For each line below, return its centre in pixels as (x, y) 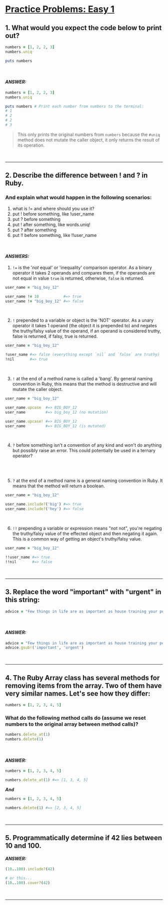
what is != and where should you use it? (53, 208)
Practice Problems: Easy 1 (60, 9)
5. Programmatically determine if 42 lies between (84, 838)
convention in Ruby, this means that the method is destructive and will (84, 384)
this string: (22, 600)
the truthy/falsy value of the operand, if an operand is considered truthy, (87, 331)
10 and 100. (23, 846)
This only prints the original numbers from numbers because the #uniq (89, 135)
